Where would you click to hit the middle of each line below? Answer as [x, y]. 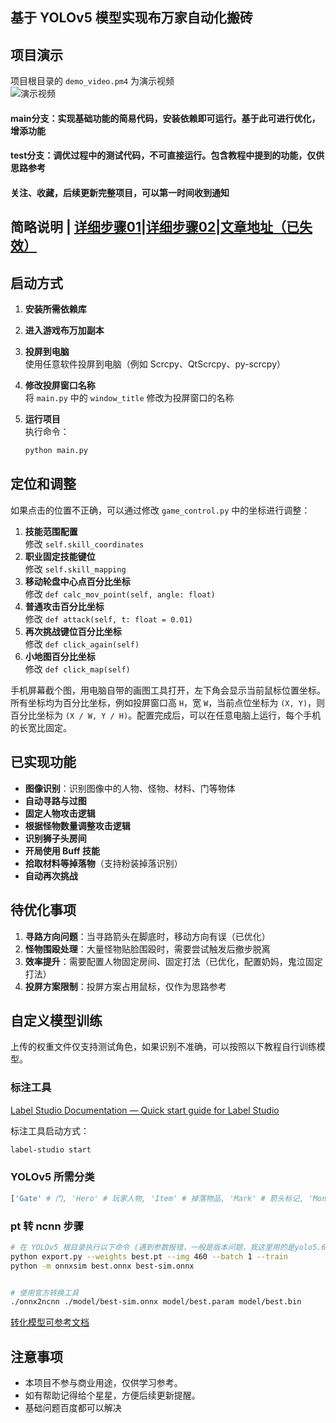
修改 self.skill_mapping [75, 569]
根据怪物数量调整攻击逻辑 [77, 825]
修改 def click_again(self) [82, 644]
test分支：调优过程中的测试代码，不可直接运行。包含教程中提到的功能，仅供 [167, 155]
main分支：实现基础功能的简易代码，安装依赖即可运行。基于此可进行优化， [165, 118]
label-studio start [51, 1149]
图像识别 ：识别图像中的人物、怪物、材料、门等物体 [130, 788]
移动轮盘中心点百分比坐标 [77, 581]
